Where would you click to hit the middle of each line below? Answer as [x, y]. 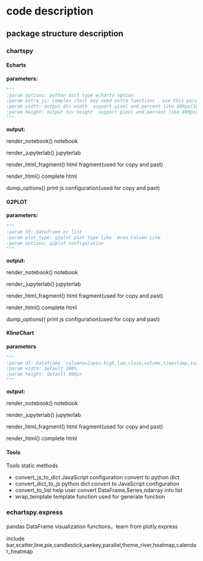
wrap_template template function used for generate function [90, 497]
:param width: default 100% [42, 369]
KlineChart [20, 333]
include [16, 538]
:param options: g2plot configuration [55, 243]
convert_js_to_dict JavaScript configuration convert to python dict [97, 477]
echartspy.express [35, 513]
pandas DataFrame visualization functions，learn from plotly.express [92, 526]
